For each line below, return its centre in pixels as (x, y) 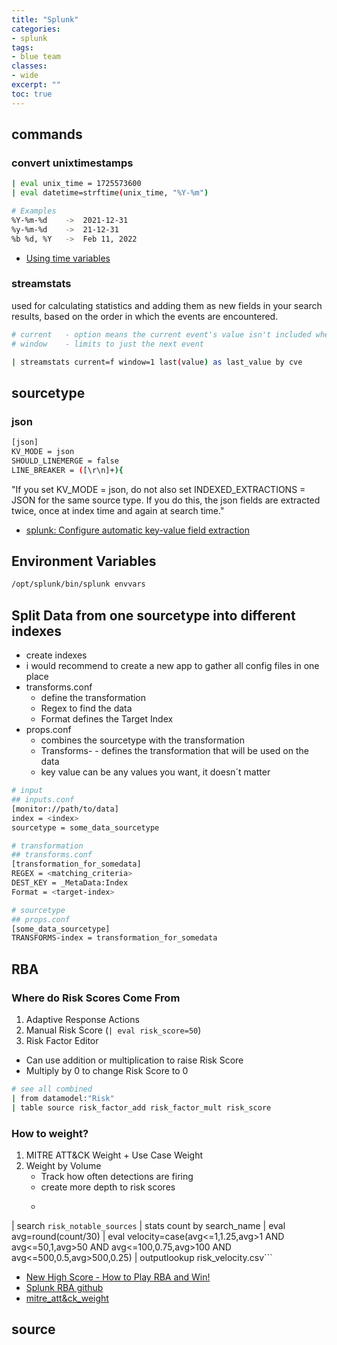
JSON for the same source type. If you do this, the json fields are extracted (166, 500)
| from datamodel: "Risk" (63, 1098)
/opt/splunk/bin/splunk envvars (78, 584)
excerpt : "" (36, 85)
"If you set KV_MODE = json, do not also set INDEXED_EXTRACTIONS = (158, 489)
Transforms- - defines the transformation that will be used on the (174, 751)
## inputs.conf (43, 800)
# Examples (34, 211)
